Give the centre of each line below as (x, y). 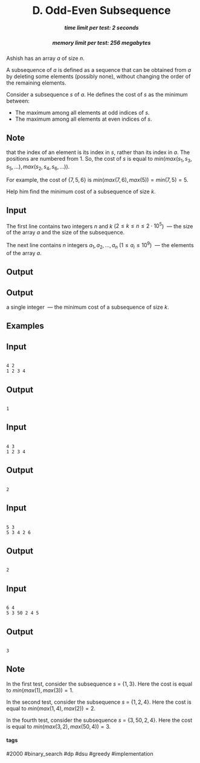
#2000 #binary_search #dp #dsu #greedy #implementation (80, 753)
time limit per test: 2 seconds (102, 27)
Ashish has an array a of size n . (45, 58)
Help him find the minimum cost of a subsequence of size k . (81, 192)
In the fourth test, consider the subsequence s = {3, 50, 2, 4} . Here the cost (99, 720)
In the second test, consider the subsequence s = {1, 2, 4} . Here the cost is (99, 702)
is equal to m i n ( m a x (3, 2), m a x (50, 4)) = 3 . (59, 726)
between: (18, 101)
